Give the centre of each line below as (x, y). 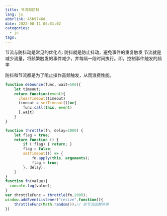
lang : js (14, 14)
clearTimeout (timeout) (42, 98)
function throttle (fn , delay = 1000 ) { (44, 130)
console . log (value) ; (31, 186)
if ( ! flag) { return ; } (47, 144)
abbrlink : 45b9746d (25, 19)
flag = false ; (38, 149)
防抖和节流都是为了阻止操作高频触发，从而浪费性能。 (60, 75)
